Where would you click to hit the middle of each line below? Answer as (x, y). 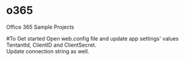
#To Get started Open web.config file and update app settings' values (92, 38)
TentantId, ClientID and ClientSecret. (51, 45)
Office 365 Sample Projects (40, 27)
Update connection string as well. (48, 51)
